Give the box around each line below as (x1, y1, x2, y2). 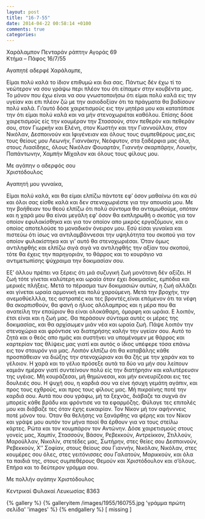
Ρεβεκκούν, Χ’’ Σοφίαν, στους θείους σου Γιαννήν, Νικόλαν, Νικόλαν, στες (6, 444, 197, 452)
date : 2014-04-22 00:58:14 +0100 (6, 20, 92, 26)
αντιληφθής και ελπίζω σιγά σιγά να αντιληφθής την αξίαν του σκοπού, (6, 244, 190, 251)
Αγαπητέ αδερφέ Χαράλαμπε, (6, 67, 82, 74)
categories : (6, 32, 37, 38)
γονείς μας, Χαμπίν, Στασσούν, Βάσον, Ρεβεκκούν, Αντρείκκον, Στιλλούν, (6, 432, 192, 439)
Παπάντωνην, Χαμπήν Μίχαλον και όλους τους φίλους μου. (6, 150, 159, 158)
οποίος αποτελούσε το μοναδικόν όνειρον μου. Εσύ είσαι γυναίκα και (6, 224, 183, 232)
